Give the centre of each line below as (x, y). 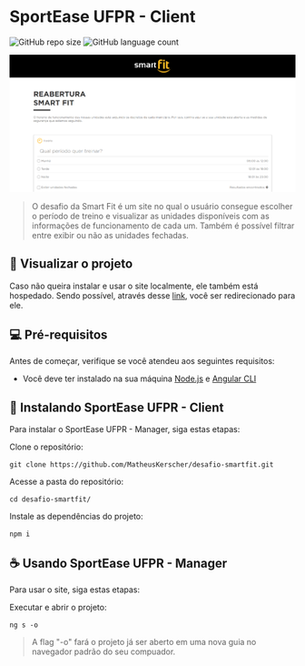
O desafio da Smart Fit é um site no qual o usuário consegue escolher (162, 206)
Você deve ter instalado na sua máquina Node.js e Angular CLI (139, 378)
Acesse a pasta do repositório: (67, 482)
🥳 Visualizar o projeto (71, 264)
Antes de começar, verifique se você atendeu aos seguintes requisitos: (142, 361)
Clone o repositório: (46, 447)
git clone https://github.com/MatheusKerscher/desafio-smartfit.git (142, 465)
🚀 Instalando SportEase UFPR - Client (117, 407)
